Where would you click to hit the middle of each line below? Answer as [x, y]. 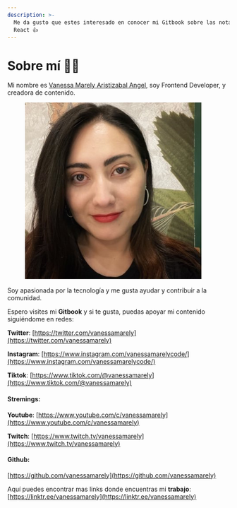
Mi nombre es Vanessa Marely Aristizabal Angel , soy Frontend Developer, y [117, 85]
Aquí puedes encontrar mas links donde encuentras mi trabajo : [99, 489]
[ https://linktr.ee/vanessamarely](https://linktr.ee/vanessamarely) [102, 496]
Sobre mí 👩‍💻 [43, 65]
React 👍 [26, 30]
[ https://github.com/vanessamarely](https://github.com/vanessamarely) [112, 475]
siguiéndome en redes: [41, 319]
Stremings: [24, 398]
